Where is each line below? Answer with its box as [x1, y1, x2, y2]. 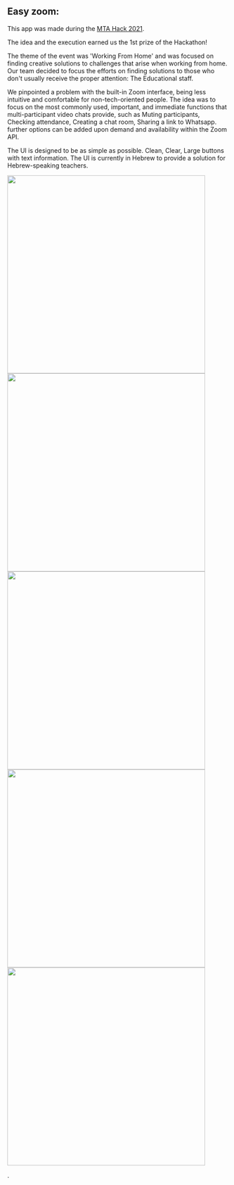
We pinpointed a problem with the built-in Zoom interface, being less [7, 87, 206, 96]
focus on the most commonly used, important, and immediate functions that [7, 102, 227, 111]
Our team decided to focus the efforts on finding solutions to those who [7, 66, 215, 75]
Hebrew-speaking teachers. [7, 161, 89, 170]
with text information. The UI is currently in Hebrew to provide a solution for [7, 153, 226, 162]
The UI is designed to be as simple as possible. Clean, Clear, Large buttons [7, 146, 225, 154]
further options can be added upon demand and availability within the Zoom [7, 125, 227, 133]
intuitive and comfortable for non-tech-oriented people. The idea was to [7, 95, 216, 104]
